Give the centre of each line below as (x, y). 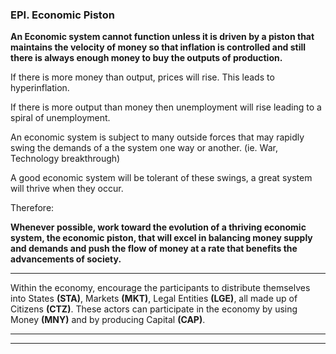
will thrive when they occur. (67, 189)
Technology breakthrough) (65, 159)
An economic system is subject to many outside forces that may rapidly (157, 137)
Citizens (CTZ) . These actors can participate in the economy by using (154, 309)
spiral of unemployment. (60, 118)
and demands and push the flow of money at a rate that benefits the (154, 249)
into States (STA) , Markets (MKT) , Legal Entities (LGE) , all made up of (154, 299)
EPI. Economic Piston (62, 15)
